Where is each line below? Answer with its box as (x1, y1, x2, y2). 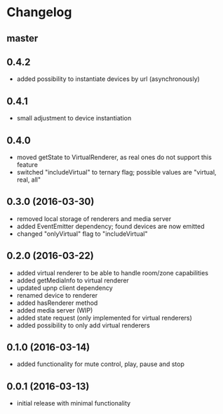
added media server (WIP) (16, 306, 93, 314)
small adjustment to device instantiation (16, 114, 132, 123)
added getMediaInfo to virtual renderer (16, 276, 129, 284)
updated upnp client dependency (16, 283, 113, 292)
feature (16, 161, 38, 169)
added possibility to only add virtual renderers (16, 321, 150, 330)
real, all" (16, 175, 41, 184)
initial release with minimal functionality (16, 399, 131, 408)
